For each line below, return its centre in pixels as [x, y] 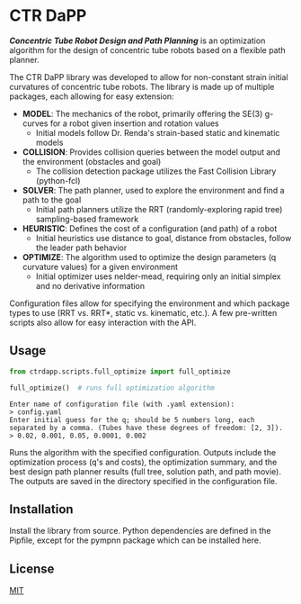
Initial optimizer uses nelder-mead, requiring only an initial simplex [158, 276]
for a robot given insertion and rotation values [134, 123]
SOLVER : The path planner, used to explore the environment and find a [153, 190]
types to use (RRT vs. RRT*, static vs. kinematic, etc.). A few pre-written [143, 312]
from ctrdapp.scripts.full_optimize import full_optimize [120, 371]
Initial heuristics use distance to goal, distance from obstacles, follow [164, 238]
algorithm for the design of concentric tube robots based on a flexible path [147, 50]
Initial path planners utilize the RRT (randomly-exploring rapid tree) [159, 209]
